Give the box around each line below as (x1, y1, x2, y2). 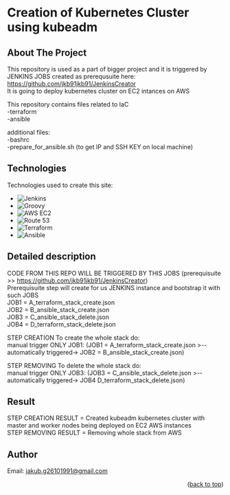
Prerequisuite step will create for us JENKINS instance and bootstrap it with (7, 283, 221, 291)
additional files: (7, 129, 50, 136)
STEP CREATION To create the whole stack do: (7, 333, 140, 342)
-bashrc (7, 135, 30, 144)
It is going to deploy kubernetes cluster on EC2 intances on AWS (7, 87, 190, 95)
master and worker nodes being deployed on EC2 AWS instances (7, 421, 192, 430)
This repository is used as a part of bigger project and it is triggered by (7, 65, 207, 73)
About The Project (7, 47, 87, 58)
